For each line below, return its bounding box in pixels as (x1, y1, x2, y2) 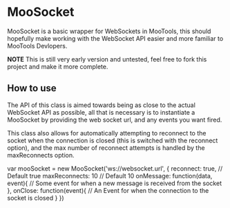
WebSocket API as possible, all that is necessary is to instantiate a (7, 108, 195, 116)
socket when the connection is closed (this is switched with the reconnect (7, 136, 218, 144)
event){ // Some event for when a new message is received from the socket (7, 179, 222, 187)
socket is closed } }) (7, 193, 64, 202)
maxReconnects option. (7, 151, 75, 159)
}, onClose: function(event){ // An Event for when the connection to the (7, 186, 209, 194)
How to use (7, 82, 57, 94)
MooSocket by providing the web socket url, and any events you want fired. (7, 115, 222, 124)
